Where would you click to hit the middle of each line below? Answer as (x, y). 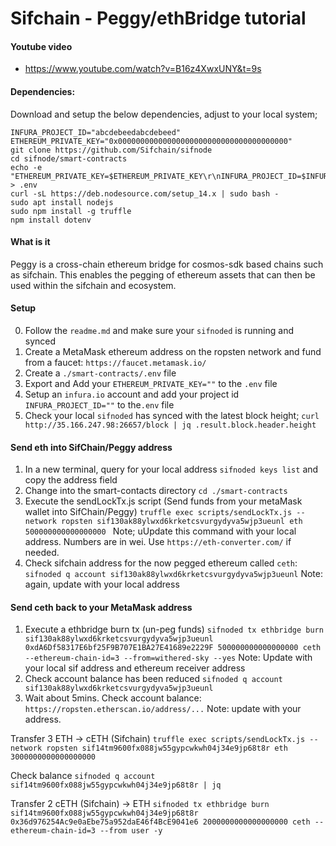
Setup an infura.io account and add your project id (132, 394)
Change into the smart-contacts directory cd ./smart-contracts (156, 491)
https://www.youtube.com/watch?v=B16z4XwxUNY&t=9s (143, 69)
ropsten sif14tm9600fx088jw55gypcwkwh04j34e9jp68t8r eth (167, 748)
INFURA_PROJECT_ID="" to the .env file (99, 405)
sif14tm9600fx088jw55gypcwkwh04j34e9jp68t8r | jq (116, 785)
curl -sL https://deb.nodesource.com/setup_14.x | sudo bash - (145, 193)
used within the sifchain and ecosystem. (93, 285)
